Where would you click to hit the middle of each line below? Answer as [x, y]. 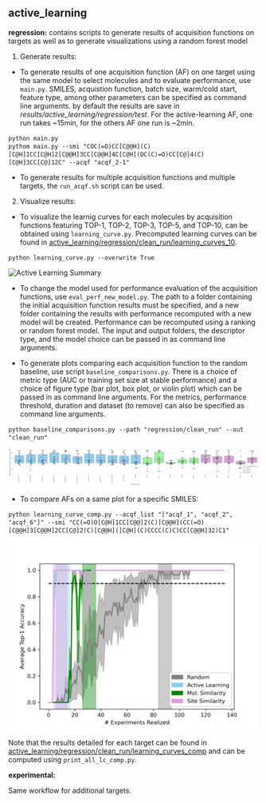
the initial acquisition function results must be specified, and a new [129, 305]
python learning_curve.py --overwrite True [82, 258]
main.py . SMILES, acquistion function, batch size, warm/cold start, [128, 89]
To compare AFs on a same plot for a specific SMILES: [109, 499]
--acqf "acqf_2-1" [99, 162]
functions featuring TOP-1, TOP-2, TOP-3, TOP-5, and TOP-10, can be [134, 225]
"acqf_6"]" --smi [37, 523]
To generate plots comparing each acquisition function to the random [134, 363]
